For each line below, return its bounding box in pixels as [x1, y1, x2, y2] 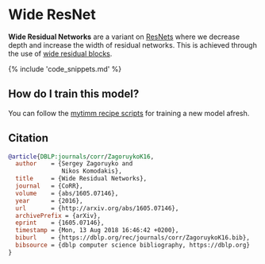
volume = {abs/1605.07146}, [15, 189, 119, 197]
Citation [8, 131, 49, 145]
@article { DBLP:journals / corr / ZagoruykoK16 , [8, 153, 155, 161]
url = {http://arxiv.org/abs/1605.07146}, [15, 204, 179, 212]
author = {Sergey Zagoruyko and [15, 160, 133, 168]
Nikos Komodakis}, [61, 167, 123, 176]
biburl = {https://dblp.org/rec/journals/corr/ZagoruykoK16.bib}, [15, 234, 250, 242]
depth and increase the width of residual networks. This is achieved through [8, 40, 258, 49]
